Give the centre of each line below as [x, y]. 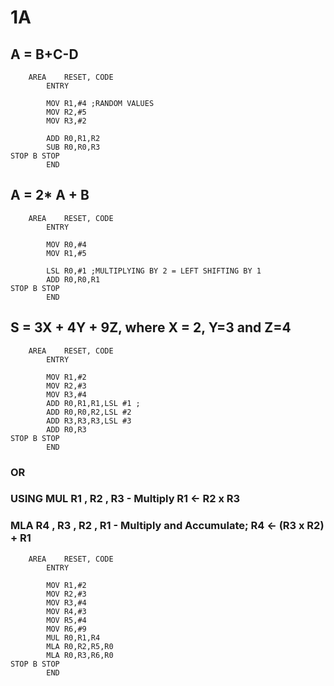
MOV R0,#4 [66, 244]
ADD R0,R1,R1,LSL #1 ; [93, 403]
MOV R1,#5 [66, 253]
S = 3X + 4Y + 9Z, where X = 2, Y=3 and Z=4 [151, 327]
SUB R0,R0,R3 [73, 147]
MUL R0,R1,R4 [73, 637]
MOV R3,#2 [66, 121]
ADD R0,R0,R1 [73, 279]
